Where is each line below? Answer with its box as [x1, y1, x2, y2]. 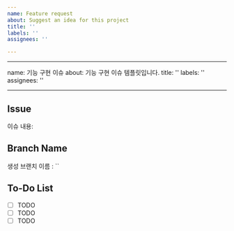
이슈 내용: [7, 122, 33, 130]
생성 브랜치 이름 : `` [7, 162, 59, 170]
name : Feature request [7, 10, 73, 17]
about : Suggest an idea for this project [7, 17, 130, 24]
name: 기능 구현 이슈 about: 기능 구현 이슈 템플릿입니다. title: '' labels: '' [7, 69, 205, 77]
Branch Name [7, 143, 68, 155]
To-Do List [7, 182, 54, 194]
